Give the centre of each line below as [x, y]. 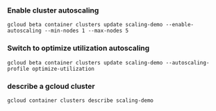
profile [18, 69]
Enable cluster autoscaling [53, 10]
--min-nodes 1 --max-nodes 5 [86, 31]
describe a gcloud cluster [51, 86]
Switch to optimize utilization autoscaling [78, 49]
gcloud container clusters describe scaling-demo [81, 100]
